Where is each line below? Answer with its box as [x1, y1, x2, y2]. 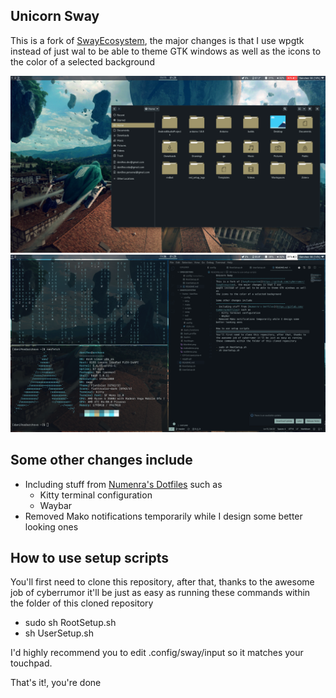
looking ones [24, 520, 79, 533]
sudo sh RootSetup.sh [24, 617, 117, 629]
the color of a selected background [10, 55, 155, 68]
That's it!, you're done [10, 677, 102, 689]
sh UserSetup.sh [24, 627, 94, 639]
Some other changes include [10, 452, 193, 469]
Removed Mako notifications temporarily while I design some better [24, 510, 303, 522]
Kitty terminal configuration [39, 489, 153, 501]
